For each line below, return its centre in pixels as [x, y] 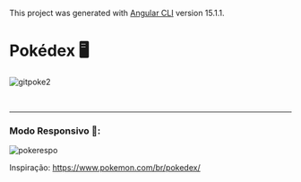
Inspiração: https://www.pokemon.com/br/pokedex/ [105, 168]
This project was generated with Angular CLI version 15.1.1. [117, 13]
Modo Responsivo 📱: [55, 131]
